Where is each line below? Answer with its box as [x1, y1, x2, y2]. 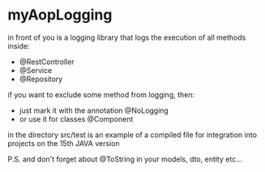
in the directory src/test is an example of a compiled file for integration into [7, 130, 257, 140]
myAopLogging [7, 6, 113, 24]
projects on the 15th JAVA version [7, 138, 120, 148]
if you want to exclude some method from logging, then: [7, 89, 195, 99]
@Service [19, 65, 53, 75]
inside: [7, 41, 30, 50]
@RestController [19, 57, 75, 67]
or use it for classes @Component [19, 114, 134, 123]
